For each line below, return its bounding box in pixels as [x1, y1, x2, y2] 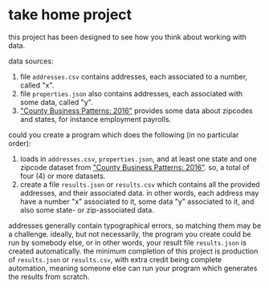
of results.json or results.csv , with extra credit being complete [8, 254, 222, 264]
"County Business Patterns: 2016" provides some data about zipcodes [19, 106, 253, 116]
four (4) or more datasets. [19, 171, 106, 181]
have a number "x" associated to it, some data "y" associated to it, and [19, 197, 255, 206]
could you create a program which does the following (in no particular [8, 130, 239, 140]
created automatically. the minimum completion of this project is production [8, 246, 259, 256]
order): [8, 138, 31, 148]
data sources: [8, 56, 54, 66]
